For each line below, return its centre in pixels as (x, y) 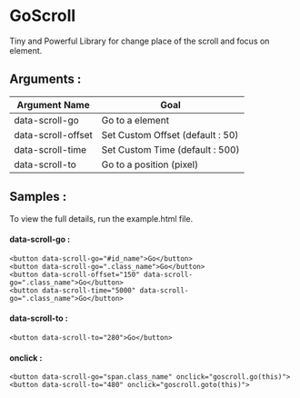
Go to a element (135, 120)
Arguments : (45, 80)
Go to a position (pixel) (150, 164)
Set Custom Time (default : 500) (170, 149)
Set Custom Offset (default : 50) (170, 134)
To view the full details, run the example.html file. (101, 218)
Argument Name (53, 104)
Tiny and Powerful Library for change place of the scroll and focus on (140, 41)
